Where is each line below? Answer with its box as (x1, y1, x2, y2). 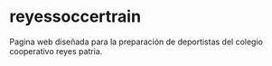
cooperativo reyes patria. (9, 45, 103, 56)
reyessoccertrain (9, 6, 142, 27)
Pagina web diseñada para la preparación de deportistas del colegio (9, 36, 264, 47)
